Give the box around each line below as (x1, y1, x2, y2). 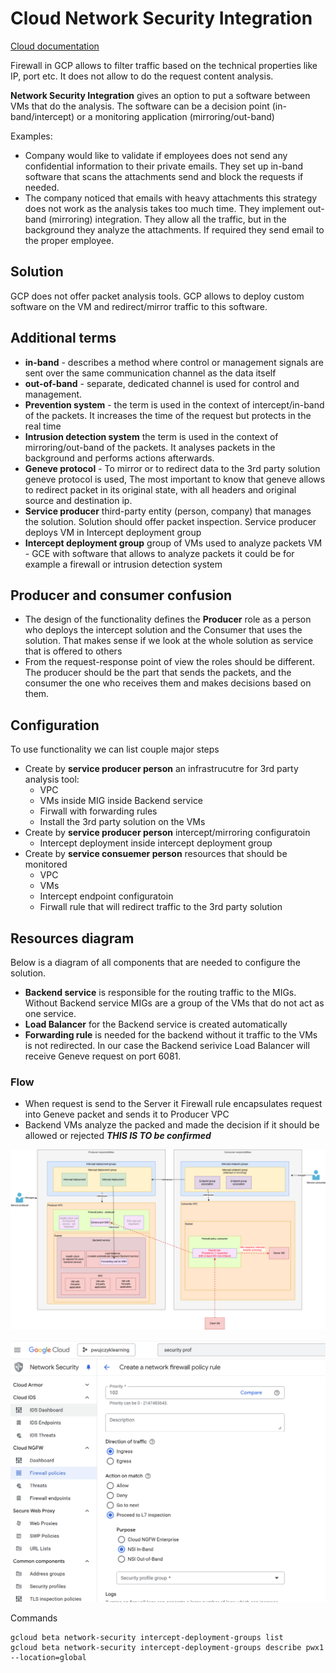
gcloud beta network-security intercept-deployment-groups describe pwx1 (10, 1642, 325, 1652)
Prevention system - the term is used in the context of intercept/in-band (24, 398, 325, 411)
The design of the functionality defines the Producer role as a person (24, 613, 312, 626)
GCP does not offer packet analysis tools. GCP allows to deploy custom (10, 290, 305, 302)
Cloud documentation (10, 40, 100, 52)
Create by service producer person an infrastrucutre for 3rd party (24, 763, 299, 775)
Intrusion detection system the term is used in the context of (24, 430, 279, 442)
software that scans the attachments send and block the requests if (24, 170, 304, 182)
